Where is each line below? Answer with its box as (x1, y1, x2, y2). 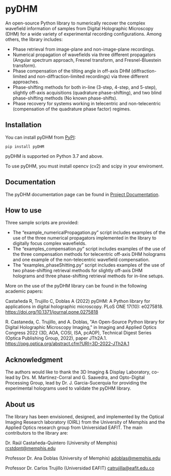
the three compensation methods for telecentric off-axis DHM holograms (12, 251, 166, 257)
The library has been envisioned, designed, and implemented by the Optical (5, 414, 164, 419)
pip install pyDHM (5, 144, 44, 149)
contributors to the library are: (5, 430, 68, 436)
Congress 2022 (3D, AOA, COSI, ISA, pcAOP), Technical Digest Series (5, 330, 152, 336)
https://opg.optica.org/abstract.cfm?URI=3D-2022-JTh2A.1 (5, 341, 130, 347)
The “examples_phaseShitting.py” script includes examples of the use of (12, 262, 165, 268)
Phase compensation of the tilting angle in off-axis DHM (12, 67, 131, 74)
